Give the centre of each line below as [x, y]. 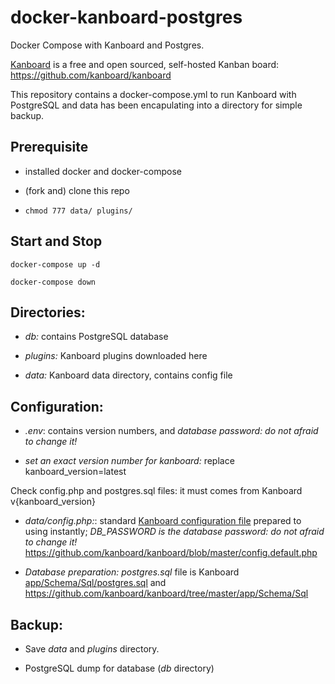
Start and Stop [56, 241]
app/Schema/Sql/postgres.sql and [95, 583]
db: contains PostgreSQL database [96, 337]
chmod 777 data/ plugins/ [78, 211]
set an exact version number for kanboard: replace [129, 461]
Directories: [48, 312]
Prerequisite [49, 147]
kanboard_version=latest [75, 472]
